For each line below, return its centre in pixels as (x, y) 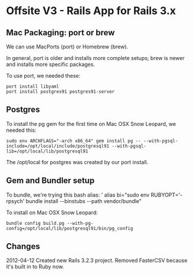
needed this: (21, 130)
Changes (23, 246)
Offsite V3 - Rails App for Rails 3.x (91, 11)
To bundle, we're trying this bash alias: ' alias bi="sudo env (78, 195)
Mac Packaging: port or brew (60, 33)
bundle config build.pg (35, 223)
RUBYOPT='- (167, 195)
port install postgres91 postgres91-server (60, 92)
